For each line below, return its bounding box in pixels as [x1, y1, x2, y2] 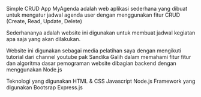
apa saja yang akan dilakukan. [6, 36, 81, 42]
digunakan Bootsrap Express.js [6, 84, 83, 91]
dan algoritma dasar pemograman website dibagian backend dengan [6, 60, 177, 67]
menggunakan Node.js [6, 66, 62, 73]
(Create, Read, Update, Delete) [6, 18, 82, 24]
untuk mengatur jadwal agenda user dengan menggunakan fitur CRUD [6, 11, 181, 18]
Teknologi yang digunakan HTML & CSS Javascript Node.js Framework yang [6, 77, 196, 85]
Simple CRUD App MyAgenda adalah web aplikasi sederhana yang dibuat [6, 5, 188, 12]
